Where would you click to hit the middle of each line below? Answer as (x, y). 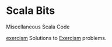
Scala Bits (31, 11)
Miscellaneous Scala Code (38, 27)
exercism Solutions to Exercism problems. (56, 38)
